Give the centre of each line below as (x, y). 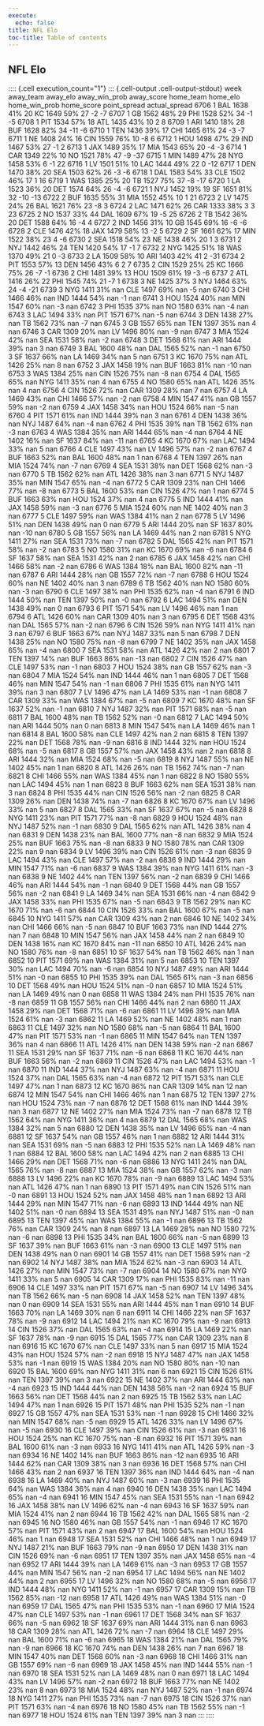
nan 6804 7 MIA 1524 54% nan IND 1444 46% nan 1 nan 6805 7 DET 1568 (128, 676)
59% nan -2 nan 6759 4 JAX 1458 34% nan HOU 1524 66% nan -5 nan (123, 407)
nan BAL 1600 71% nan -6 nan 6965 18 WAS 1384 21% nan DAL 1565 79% (128, 1640)
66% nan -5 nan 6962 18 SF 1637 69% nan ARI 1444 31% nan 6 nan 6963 (128, 1623)
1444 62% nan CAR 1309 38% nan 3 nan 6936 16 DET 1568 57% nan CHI (127, 1464)
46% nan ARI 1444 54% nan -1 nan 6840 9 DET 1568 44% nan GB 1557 (125, 885)
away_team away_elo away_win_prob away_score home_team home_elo (124, 97)
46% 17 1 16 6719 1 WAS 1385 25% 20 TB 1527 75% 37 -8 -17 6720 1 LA (125, 181)
